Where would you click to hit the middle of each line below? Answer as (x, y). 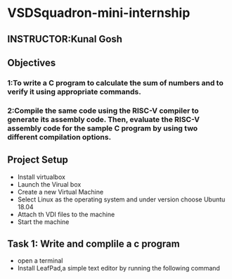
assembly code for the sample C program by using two (103, 128)
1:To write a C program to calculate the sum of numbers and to (115, 82)
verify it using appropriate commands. (75, 92)
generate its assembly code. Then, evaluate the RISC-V (104, 119)
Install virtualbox (41, 177)
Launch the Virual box (49, 184)
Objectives (32, 62)
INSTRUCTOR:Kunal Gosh (65, 39)
